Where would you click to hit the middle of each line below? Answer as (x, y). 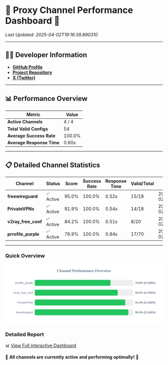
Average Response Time (33, 143)
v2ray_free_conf (25, 221)
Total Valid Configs (28, 129)
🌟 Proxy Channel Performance (69, 10)
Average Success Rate (31, 136)
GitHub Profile (27, 67)
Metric (33, 115)
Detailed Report (24, 334)
